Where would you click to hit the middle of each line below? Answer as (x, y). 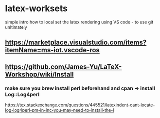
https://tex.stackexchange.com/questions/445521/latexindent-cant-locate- (80, 105)
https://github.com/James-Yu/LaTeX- (63, 67)
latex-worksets (36, 9)
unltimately (16, 27)
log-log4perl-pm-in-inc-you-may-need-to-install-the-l (60, 110)
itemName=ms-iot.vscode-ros (52, 50)
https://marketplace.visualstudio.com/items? (76, 43)
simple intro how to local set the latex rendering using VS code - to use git (79, 22)
